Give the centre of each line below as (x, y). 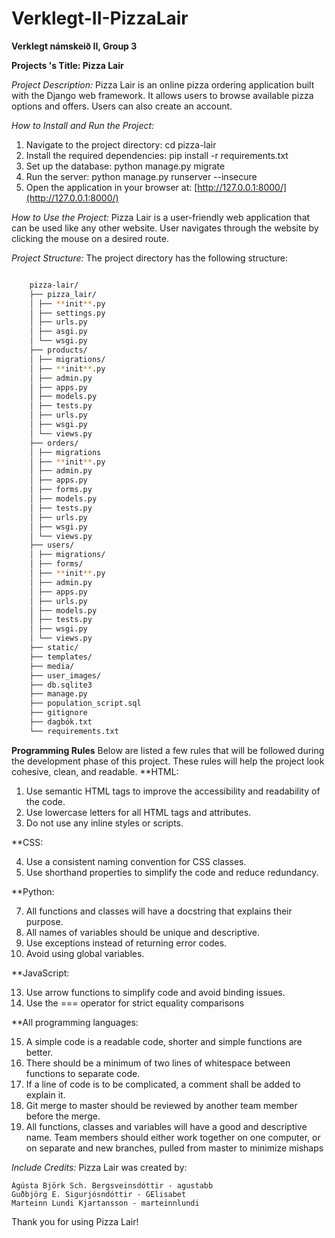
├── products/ (58, 350)
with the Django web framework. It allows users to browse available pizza (162, 95)
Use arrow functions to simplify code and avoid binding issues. (155, 992)
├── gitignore (58, 713)
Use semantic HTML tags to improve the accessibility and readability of (173, 791)
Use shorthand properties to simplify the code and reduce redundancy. (172, 872)
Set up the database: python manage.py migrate (125, 166)
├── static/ (54, 648)
